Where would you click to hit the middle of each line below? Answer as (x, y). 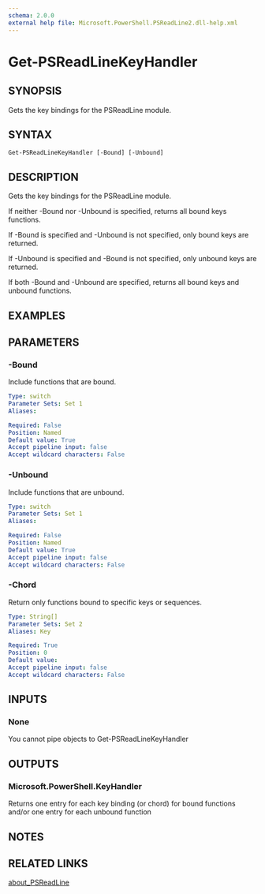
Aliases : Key (30, 631)
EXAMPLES (37, 315)
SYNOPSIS (35, 91)
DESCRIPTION (43, 177)
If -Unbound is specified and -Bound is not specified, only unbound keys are (132, 259)
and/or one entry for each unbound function (80, 812)
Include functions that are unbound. (66, 492)
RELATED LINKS (48, 864)
